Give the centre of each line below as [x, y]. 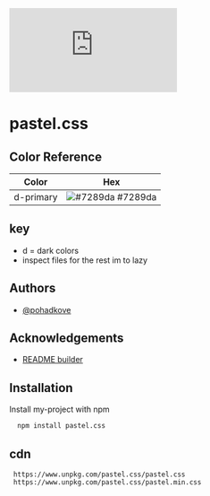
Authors [33, 288]
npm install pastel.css [61, 426]
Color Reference [56, 157]
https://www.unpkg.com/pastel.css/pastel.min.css [107, 482]
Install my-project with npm [59, 409]
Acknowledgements [67, 339]
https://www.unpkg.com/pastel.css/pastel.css [99, 474]
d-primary [36, 197]
